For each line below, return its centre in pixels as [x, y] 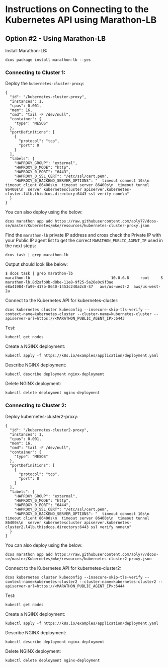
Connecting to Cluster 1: [35, 72]
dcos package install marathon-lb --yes [48, 60]
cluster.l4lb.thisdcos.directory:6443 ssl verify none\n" [67, 194]
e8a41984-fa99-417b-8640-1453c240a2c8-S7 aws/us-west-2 [67, 287]
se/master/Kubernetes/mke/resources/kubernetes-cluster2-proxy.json [78, 559]
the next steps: [21, 246]
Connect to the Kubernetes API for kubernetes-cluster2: [63, 568]
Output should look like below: [36, 264]
